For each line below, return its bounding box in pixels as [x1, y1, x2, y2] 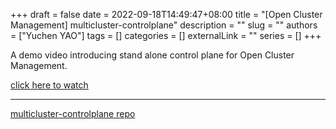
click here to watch [10, 79, 89, 91]
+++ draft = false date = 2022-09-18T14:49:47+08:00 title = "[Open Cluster [10, 9, 323, 20]
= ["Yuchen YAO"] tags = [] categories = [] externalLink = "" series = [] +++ [10, 30, 322, 41]
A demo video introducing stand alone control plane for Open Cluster [10, 49, 295, 61]
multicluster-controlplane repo [10, 108, 136, 119]
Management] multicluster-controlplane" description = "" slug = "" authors [10, 19, 318, 31]
